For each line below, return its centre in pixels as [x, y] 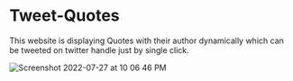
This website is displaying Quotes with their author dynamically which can [146, 40]
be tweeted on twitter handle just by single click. [99, 49]
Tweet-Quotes [64, 16]
